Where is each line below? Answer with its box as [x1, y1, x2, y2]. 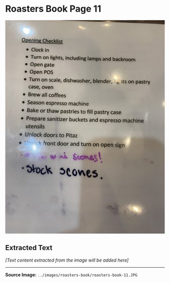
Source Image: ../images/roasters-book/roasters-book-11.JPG [5, 271, 138, 277]
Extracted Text [5, 243, 53, 252]
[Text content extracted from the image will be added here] [5, 257, 129, 263]
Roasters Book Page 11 [5, 3, 101, 15]
